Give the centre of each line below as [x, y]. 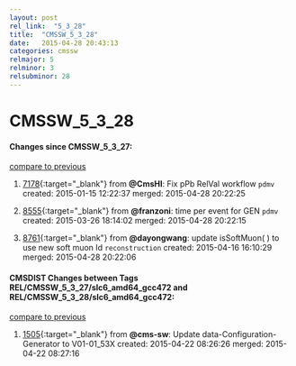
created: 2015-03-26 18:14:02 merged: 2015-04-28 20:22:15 [135, 221]
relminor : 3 [31, 69]
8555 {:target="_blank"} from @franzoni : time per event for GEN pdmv [150, 211]
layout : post [34, 18]
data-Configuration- [239, 334]
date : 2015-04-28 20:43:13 [64, 43]
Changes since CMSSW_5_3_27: [71, 146]
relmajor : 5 [31, 59]
